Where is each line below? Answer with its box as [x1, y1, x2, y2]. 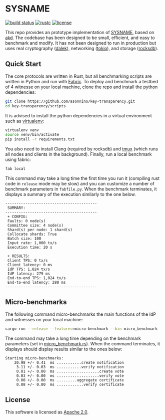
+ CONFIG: [7, 214, 28, 219]
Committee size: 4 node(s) [7, 223, 64, 228]
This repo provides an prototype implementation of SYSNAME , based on [5, 29, 154, 35]
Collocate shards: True [7, 232, 57, 237]
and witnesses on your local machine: [5, 316, 83, 322]
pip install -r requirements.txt [5, 137, 75, 142]
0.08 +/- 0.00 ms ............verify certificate [16, 382, 124, 387]
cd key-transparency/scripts [5, 103, 66, 108]
